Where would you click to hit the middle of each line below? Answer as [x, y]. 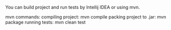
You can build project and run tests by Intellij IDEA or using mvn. [73, 7]
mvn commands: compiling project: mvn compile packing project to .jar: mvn [86, 17]
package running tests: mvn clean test [45, 22]
